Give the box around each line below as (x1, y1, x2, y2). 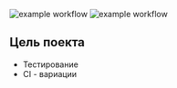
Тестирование (22, 59, 79, 70)
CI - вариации (22, 68, 78, 79)
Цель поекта (9, 34, 85, 50)
